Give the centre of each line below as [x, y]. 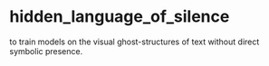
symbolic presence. [46, 51]
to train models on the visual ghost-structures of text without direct [134, 42]
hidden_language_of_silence [120, 17]
